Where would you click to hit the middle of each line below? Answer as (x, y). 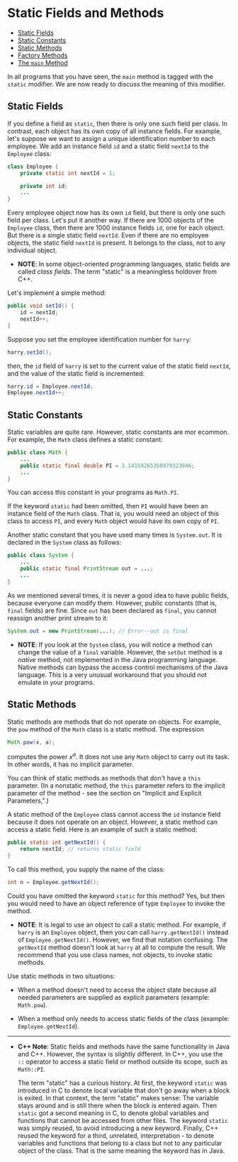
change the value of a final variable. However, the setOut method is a (120, 652)
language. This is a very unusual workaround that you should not (112, 674)
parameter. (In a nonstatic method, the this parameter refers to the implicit (116, 786)
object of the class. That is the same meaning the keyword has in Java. (121, 1151)
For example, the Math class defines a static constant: (85, 440)
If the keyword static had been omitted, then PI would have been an (108, 506)
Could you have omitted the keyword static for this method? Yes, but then (116, 895)
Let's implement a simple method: (57, 293)
